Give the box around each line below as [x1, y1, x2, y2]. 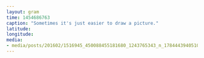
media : [6, 37, 23, 43]
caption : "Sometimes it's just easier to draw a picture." [6, 20, 159, 26]
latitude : [6, 25, 32, 32]
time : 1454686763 [6, 14, 50, 21]
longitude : [6, 31, 34, 37]
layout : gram [6, 8, 39, 15]
